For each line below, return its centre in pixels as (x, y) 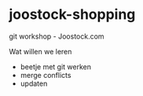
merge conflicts (46, 75)
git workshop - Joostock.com (57, 36)
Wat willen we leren (40, 51)
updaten (34, 83)
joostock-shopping (72, 15)
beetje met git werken (55, 66)
